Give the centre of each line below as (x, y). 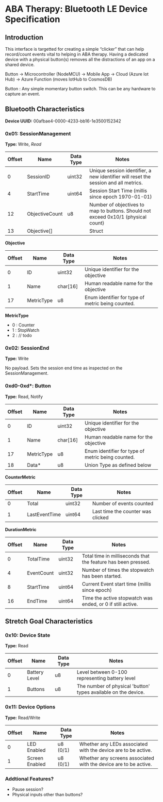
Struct (96, 231)
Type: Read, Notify (24, 397)
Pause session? (28, 789)
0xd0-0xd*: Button (28, 386)
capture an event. (23, 94)
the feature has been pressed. (116, 562)
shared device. (20, 65)
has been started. (102, 576)
